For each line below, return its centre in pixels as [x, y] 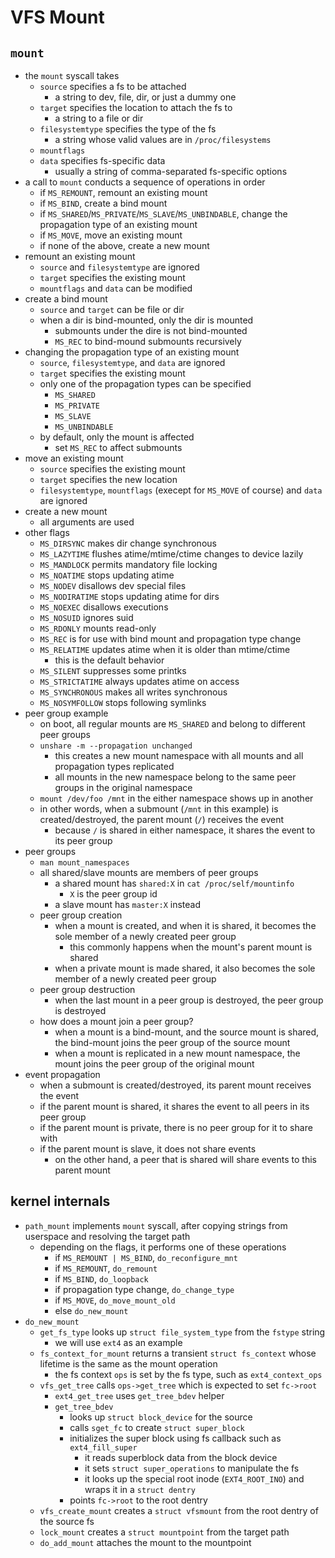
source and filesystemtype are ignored [119, 267]
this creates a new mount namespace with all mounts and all [179, 755]
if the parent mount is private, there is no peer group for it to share [176, 1127]
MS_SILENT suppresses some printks [113, 670]
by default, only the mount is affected [117, 437]
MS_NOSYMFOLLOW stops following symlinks [123, 702]
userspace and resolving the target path [107, 1236]
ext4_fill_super [103, 1447]
